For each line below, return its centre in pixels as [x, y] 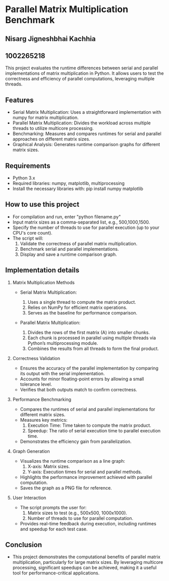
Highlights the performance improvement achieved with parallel [86, 477]
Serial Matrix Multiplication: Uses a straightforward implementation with [87, 112]
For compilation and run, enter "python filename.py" [67, 216]
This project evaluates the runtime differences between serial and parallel [82, 68]
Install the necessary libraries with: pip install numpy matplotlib [78, 189]
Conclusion [24, 545]
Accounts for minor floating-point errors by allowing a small [82, 379]
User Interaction [29, 498]
